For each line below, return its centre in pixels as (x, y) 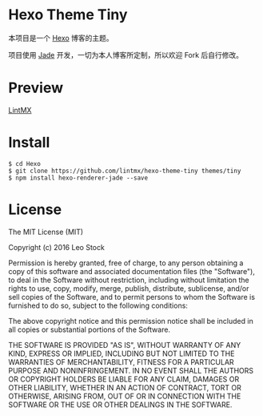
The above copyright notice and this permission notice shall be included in (131, 321)
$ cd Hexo (25, 164)
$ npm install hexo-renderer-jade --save (78, 178)
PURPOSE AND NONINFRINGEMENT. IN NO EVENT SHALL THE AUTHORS (131, 370)
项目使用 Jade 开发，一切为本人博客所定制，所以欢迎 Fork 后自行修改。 (126, 55)
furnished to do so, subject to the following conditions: (98, 305)
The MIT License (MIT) (46, 232)
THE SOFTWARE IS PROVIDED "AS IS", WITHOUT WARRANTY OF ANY (125, 345)
